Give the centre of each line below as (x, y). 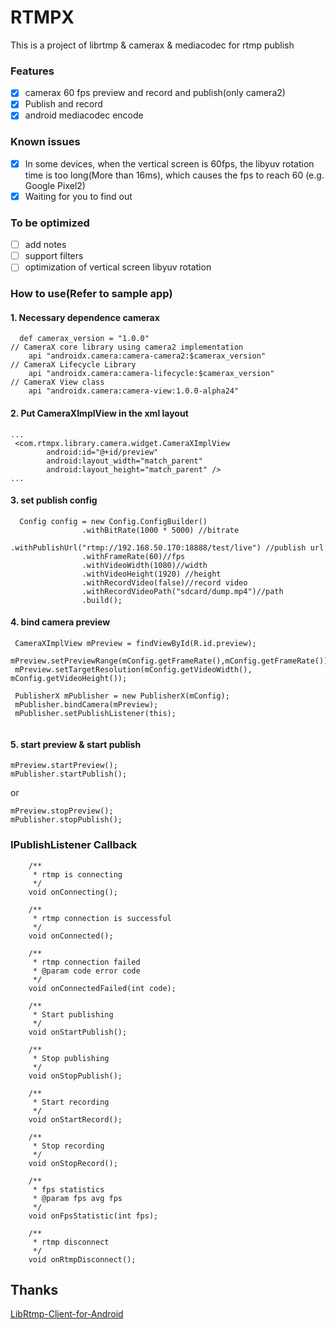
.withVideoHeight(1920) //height (151, 574)
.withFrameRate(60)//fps (133, 556)
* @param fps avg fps (77, 1198)
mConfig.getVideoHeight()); (69, 679)
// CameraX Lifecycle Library (73, 365)
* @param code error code (86, 971)
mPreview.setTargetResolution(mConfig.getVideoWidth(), (133, 670)
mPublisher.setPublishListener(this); (95, 714)
